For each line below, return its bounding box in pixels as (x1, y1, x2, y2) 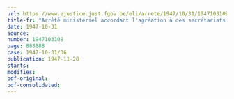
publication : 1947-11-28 (7, 56, 79, 63)
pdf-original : (7, 75, 49, 82)
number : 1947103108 (7, 36, 64, 43)
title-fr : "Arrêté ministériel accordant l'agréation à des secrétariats (7, 17, 226, 24)
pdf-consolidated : (7, 82, 61, 89)
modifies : (7, 68, 36, 75)
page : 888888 (7, 43, 45, 49)
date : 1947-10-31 (7, 23, 58, 30)
